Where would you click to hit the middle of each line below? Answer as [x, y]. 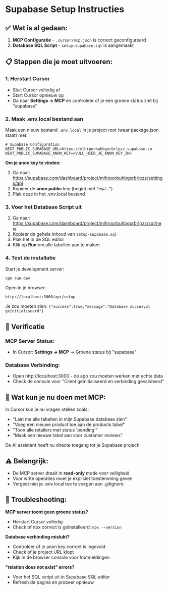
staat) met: [16, 135]
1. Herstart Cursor [27, 79]
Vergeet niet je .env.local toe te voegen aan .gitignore [68, 484]
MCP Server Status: [30, 341]
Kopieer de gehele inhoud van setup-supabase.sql [65, 234]
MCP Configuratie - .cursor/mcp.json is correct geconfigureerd [79, 40]
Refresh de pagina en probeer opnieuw [53, 582]
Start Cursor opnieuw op [38, 95]
